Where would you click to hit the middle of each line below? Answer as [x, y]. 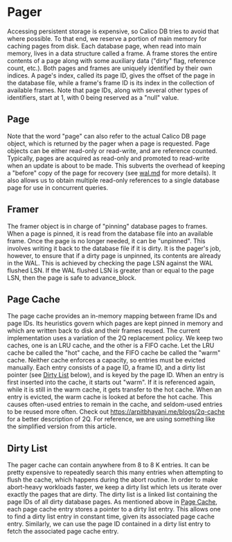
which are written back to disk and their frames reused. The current [104, 331]
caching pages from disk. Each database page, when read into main [104, 46]
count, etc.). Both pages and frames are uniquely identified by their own [110, 68]
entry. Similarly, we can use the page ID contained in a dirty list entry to [109, 524]
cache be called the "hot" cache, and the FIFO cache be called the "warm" [114, 353]
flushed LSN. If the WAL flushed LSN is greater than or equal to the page [111, 270]
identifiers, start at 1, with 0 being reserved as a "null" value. [93, 97]
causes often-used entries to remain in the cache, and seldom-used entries [115, 404]
